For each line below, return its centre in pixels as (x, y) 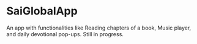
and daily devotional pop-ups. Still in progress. (65, 34)
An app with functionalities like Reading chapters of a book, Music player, (99, 28)
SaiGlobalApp (42, 11)
